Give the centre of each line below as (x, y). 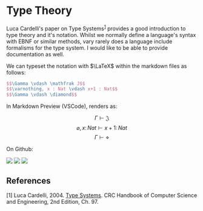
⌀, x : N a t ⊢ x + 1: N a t (102, 128)
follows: (16, 72)
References (28, 180)
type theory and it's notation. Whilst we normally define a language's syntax (101, 35)
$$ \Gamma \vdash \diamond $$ (42, 95)
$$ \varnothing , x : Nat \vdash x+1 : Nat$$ (62, 89)
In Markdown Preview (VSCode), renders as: (62, 106)
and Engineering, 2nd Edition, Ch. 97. (52, 202)
